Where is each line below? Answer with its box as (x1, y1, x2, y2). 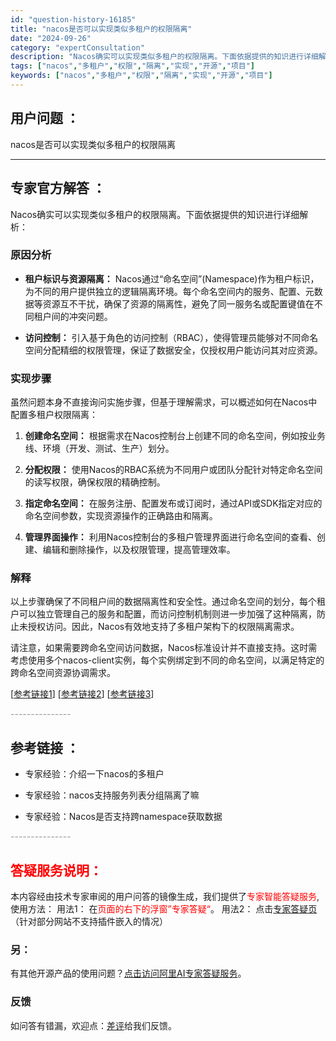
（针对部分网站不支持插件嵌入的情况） (10, 916, 168, 928)
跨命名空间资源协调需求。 (10, 667, 116, 679)
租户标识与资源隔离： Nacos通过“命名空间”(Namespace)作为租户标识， (24, 272, 320, 285)
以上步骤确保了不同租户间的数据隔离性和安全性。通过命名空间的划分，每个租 (10, 596, 326, 608)
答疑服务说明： (10, 862, 103, 879)
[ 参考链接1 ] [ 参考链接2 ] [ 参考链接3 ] (10, 688, 155, 700)
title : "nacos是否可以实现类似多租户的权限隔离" (10, 24, 193, 34)
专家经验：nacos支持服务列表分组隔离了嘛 (24, 789, 200, 801)
